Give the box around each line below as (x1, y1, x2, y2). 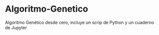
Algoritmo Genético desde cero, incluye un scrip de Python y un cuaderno (5, 19, 155, 25)
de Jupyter (5, 24, 27, 30)
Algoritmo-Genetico (5, 3, 88, 15)
